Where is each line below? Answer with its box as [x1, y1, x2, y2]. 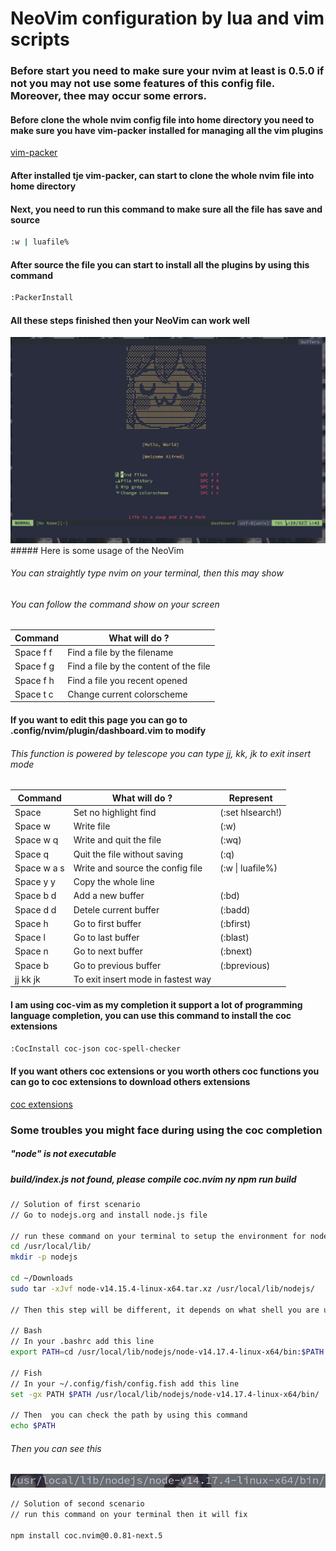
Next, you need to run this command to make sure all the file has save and [10, 203, 323, 215]
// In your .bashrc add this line [10, 1337, 155, 1347]
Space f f [14, 647, 53, 659]
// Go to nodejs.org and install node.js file [10, 1210, 208, 1220]
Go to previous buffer [73, 959, 162, 971]
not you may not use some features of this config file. [10, 77, 275, 91]
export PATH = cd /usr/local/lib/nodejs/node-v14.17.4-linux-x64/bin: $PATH [10, 1347, 325, 1357]
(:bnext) [219, 945, 253, 957]
